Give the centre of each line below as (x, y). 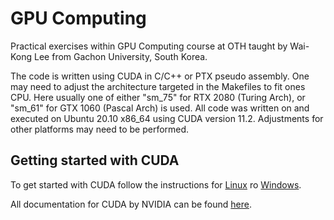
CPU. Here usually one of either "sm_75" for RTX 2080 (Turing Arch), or (158, 97)
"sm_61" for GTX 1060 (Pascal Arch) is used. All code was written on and (160, 108)
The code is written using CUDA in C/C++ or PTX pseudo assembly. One (160, 76)
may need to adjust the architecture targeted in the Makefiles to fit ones (158, 86)
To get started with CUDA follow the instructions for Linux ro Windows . (156, 184)
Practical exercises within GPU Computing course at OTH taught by (149, 46)
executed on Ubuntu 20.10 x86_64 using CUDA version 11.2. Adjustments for (167, 118)
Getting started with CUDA (95, 160)
